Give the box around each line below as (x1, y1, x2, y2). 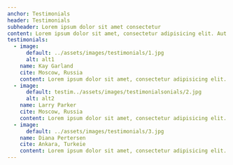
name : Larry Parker (20, 102, 77, 109)
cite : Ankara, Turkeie (20, 141, 86, 148)
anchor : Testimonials (7, 10, 71, 18)
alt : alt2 (25, 95, 55, 103)
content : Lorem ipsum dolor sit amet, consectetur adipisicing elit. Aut (7, 29, 227, 37)
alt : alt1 (25, 56, 55, 63)
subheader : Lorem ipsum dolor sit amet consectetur (7, 23, 161, 30)
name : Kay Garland (20, 62, 73, 70)
